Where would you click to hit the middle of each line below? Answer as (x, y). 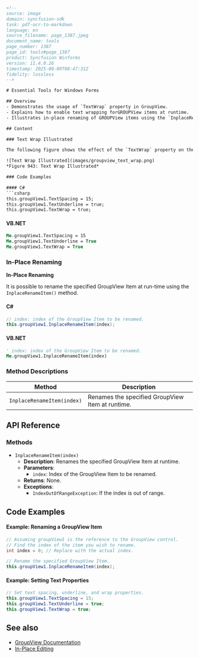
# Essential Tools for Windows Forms (53, 91)
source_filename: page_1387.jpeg (47, 36)
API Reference (33, 425)
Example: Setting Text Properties (48, 580)
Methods (19, 442)
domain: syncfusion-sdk (36, 19)
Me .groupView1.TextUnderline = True (51, 241)
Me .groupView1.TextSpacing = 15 (46, 236)
